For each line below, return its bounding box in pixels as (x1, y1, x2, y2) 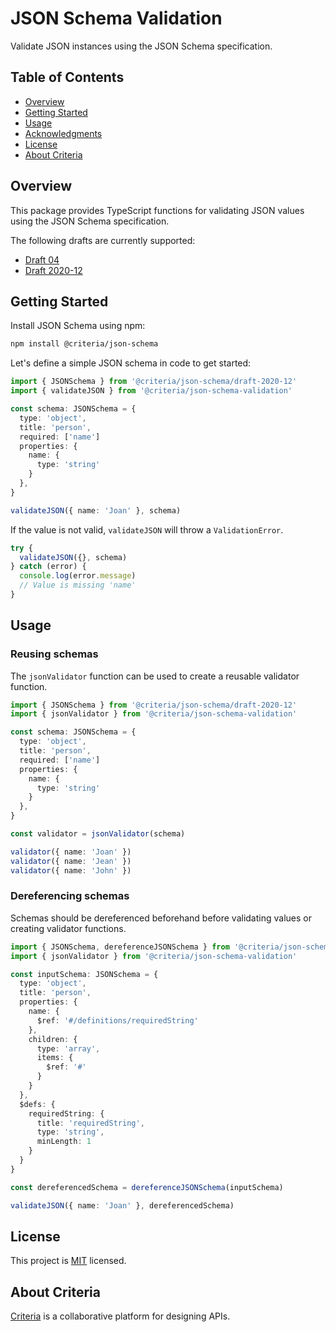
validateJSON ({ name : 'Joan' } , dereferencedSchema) (10, 1200, 235, 1211)
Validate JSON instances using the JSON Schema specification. (10, 40, 273, 52)
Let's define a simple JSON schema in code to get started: (10, 357, 252, 369)
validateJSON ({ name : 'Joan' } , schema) (10, 505, 182, 516)
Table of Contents (10, 69, 125, 86)
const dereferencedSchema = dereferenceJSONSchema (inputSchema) (10, 1182, 284, 1192)
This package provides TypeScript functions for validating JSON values (10, 204, 305, 216)
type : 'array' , (36, 1043, 101, 1054)
